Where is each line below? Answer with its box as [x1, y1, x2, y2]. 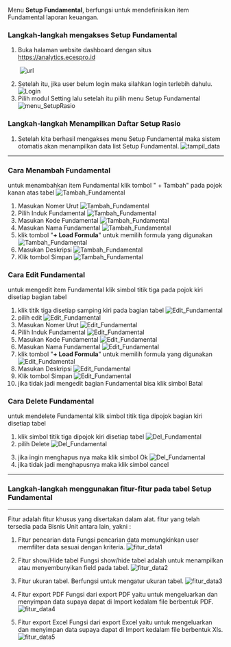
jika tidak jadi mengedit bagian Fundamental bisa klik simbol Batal [17, 380, 203, 388]
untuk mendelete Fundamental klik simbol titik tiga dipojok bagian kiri [8, 412, 203, 420]
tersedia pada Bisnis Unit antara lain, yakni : [8, 522, 132, 530]
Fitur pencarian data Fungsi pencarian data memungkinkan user [17, 536, 199, 544]
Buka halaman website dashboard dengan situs [17, 46, 152, 54]
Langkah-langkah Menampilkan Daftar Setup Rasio [8, 119, 181, 129]
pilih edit [17, 314, 42, 322]
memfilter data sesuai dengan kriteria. [17, 542, 125, 551]
